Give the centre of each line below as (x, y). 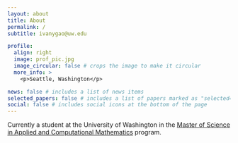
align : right (33, 53)
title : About (27, 20)
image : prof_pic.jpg (44, 60)
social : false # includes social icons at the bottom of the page (107, 105)
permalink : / (27, 27)
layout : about (28, 14)
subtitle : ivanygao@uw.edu (47, 33)
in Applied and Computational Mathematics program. (84, 132)
